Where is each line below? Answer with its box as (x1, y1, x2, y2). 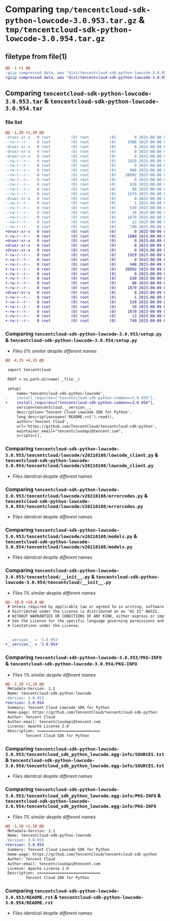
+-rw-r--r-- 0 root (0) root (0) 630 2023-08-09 (5, 276, 162, 281)
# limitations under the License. (7, 623, 80, 628)
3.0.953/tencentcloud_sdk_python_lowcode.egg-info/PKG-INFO (5, 793, 157, 799)
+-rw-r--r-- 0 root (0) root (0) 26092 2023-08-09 (5, 267, 162, 272)
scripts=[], (16, 433, 42, 438)
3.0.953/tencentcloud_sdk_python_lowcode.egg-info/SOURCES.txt (5, 751, 164, 758)
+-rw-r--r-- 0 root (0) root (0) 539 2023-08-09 (5, 300, 162, 305)
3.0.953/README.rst (5, 895, 53, 900)
